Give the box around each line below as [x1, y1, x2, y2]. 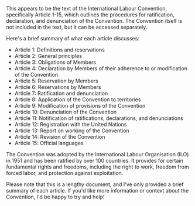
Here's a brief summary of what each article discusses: [6, 35, 139, 42]
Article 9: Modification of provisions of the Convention [14, 102, 146, 109]
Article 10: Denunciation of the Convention [14, 108, 117, 115]
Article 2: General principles [14, 53, 82, 59]
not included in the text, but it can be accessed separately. [6, 23, 148, 30]
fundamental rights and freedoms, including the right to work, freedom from [6, 163, 189, 170]
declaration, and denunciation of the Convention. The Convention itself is [6, 18, 183, 24]
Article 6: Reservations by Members [14, 84, 101, 90]
